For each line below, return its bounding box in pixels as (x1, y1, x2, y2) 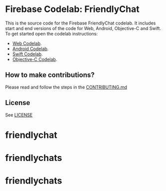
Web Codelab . (12, 40, 42, 46)
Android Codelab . (12, 45, 49, 51)
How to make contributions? (5, 71, 95, 79)
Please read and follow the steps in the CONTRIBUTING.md (5, 84, 127, 90)
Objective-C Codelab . (12, 56, 57, 62)
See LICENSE (5, 111, 33, 118)
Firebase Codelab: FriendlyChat (5, 3, 140, 15)
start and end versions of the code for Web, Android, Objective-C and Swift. (5, 25, 161, 31)
